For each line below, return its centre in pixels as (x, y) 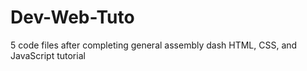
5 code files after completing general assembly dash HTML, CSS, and (154, 45)
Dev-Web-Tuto (72, 17)
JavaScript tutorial (48, 55)
